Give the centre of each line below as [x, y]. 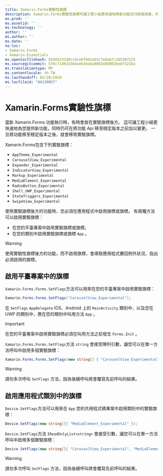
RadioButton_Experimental [38, 186]
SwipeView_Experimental [36, 201]
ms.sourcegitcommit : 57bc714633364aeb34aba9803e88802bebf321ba [70, 64]
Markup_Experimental [33, 175]
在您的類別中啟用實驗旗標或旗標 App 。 [51, 233]
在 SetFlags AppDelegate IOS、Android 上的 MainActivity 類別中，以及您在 [79, 308]
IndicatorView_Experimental [40, 170]
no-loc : [13, 46]
